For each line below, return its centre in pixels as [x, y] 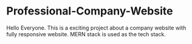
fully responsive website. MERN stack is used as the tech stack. [86, 34]
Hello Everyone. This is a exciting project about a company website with [96, 28]
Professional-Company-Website [90, 11]
